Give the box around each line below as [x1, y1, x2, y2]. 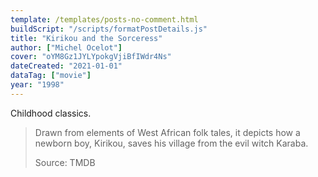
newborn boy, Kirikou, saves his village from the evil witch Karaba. [34, 137, 309, 149]
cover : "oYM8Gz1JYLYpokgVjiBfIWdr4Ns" [10, 52, 172, 62]
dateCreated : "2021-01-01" [10, 61, 123, 71]
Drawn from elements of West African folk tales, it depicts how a [34, 126, 301, 138]
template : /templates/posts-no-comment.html [10, 14, 199, 25]
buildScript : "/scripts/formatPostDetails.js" [10, 24, 208, 34]
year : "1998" [10, 80, 65, 90]
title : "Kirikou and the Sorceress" [10, 33, 163, 43]
